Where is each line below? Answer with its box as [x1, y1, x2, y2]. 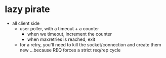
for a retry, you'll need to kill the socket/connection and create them [19, 41, 161, 47]
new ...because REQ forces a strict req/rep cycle [19, 47, 121, 53]
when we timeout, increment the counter [27, 31, 112, 37]
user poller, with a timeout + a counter [19, 25, 99, 31]
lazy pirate [5, 4, 50, 15]
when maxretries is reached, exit [27, 36, 96, 42]
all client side [12, 20, 40, 26]
